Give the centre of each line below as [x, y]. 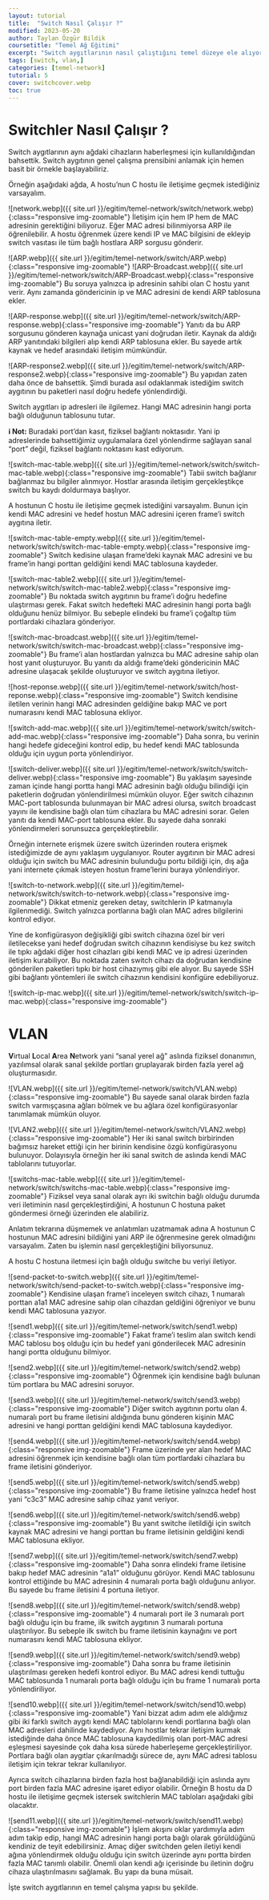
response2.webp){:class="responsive [70, 374]
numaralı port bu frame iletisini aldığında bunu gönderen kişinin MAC [121, 1417]
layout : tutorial [37, 16]
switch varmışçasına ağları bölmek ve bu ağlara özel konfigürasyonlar [123, 1106]
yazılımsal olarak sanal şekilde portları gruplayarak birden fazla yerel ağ [126, 1065]
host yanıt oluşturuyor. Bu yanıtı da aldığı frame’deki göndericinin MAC [124, 663]
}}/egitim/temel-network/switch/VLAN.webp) [163, 1089]
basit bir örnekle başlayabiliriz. [59, 169]
